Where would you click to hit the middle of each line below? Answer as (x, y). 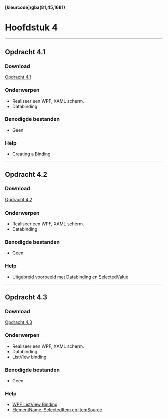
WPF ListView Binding (35, 405)
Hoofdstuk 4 (32, 27)
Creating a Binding (31, 154)
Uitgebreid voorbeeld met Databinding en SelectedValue (70, 277)
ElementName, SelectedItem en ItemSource (57, 410)
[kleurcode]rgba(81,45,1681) (35, 7)
